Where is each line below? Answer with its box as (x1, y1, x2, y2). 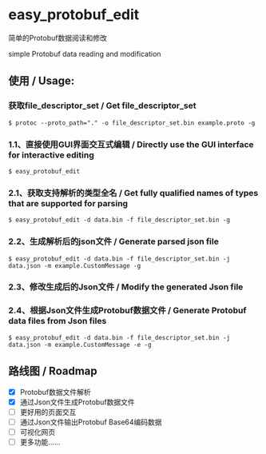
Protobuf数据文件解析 (19, 387, 92, 396)
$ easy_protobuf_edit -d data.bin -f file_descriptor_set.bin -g (8, 216, 230, 225)
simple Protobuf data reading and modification (8, 49, 161, 58)
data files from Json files (8, 316, 107, 327)
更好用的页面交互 (19, 407, 77, 416)
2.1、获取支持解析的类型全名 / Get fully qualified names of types (8, 187, 259, 198)
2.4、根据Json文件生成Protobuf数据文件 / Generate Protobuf (8, 305, 247, 317)
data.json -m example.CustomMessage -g (8, 261, 141, 269)
